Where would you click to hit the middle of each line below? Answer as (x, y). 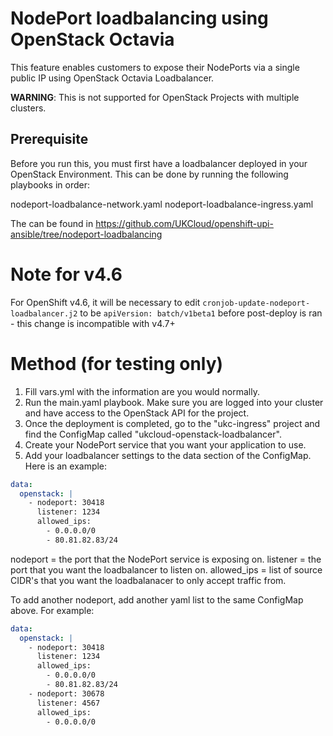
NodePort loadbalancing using (139, 18)
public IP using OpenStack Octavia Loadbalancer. (112, 78)
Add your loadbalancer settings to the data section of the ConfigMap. (168, 455)
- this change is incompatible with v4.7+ (93, 323)
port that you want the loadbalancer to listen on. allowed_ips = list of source (166, 569)
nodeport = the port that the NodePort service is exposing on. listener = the (166, 559)
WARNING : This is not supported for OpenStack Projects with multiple (155, 97)
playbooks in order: (50, 184)
